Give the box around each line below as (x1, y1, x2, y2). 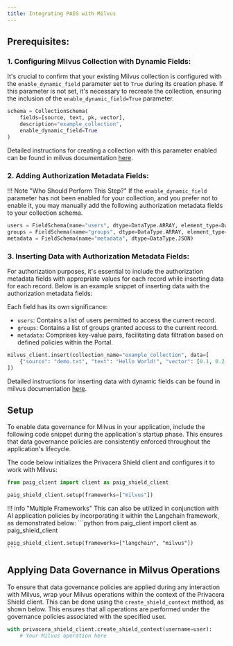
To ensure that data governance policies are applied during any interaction (7, 583, 221, 591)
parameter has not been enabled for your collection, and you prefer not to (7, 193, 218, 202)
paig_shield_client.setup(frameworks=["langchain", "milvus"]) (7, 540, 194, 547)
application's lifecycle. (7, 445, 71, 453)
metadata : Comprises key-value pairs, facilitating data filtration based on (17, 331, 224, 339)
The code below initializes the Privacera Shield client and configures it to (7, 458, 215, 466)
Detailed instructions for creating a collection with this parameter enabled (7, 146, 217, 155)
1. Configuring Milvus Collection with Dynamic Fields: (7, 56, 191, 66)
